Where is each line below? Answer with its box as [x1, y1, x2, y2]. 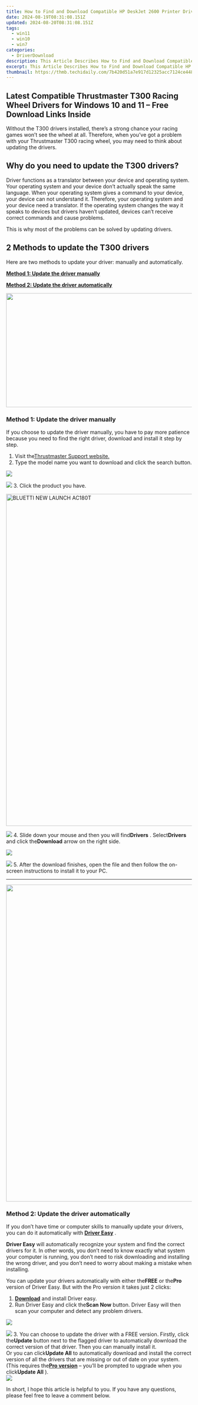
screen [6, 867, 24, 874]
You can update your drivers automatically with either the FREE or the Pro [6, 1277, 182, 1285]
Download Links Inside [6, 109, 91, 119]
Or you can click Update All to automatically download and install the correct [6, 1350, 192, 1357]
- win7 [11, 42, 28, 48]
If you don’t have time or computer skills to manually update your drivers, [6, 1223, 184, 1230]
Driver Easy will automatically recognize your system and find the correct [6, 1241, 185, 1248]
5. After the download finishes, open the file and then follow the [13, 861, 168, 868]
